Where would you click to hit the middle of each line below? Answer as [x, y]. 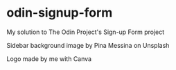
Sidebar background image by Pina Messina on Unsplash [88, 45]
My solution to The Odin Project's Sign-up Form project [86, 32]
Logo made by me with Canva [49, 59]
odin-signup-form [60, 13]
